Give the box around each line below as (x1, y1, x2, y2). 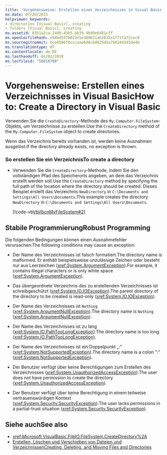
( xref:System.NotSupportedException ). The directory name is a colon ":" (12, 349, 161, 355)
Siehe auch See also (5, 420, 68, 428)
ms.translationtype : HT (5, 45, 55, 50)
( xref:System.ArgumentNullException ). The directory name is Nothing (12, 308, 154, 314)
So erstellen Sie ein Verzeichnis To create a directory (5, 156, 135, 163)
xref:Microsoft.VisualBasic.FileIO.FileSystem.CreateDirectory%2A (12, 433, 147, 439)
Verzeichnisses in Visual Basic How (5, 91, 154, 102)
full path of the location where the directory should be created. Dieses (12, 183, 157, 189)
